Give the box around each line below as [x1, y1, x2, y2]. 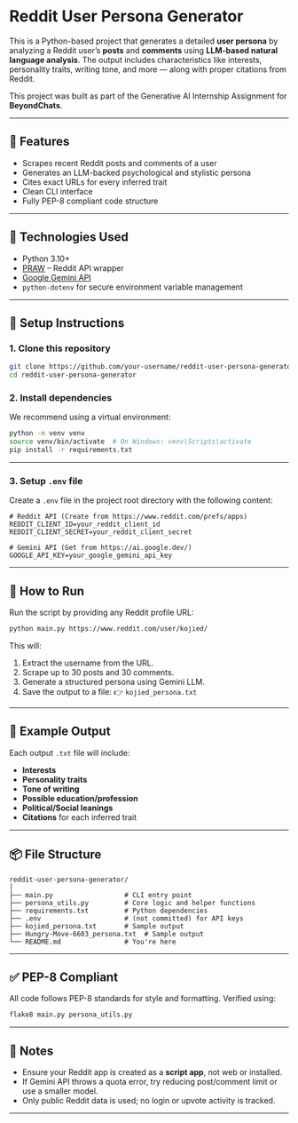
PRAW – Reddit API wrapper [21, 262, 124, 273]
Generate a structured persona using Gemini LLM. [21, 676, 206, 687]
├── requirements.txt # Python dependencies [9, 906, 208, 915]
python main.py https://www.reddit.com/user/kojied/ [9, 625, 208, 633]
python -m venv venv [9, 429, 86, 438]
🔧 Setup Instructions [9, 315, 125, 331]
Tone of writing [21, 784, 80, 794]
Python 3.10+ [21, 253, 71, 264]
